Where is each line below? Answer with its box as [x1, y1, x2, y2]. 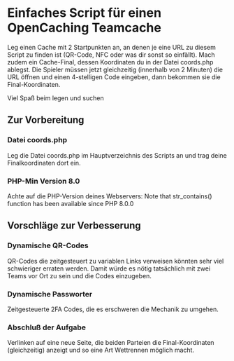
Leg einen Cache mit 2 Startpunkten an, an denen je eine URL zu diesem [7, 43, 217, 51]
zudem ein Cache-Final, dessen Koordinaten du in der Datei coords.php [7, 57, 214, 66]
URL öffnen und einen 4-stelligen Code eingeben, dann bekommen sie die [7, 72, 221, 81]
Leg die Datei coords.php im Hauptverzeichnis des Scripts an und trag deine [7, 151, 227, 159]
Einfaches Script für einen [7, 5, 162, 21]
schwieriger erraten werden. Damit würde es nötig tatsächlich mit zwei [7, 264, 211, 273]
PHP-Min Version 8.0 [7, 176, 80, 186]
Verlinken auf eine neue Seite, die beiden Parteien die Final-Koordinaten [7, 339, 214, 347]
